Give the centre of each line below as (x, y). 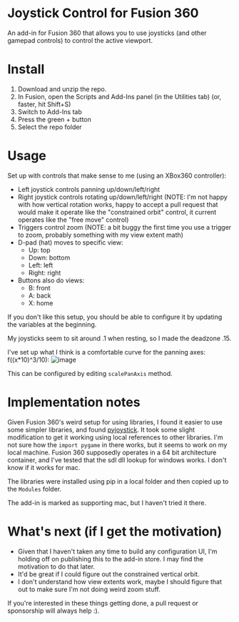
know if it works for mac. (44, 467)
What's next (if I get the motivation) (115, 531)
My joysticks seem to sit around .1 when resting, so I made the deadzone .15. (119, 338)
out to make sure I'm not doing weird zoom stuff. (89, 589)
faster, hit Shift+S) (44, 104)
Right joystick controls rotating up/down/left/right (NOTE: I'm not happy (123, 197)
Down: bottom (49, 258)
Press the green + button (54, 119)
